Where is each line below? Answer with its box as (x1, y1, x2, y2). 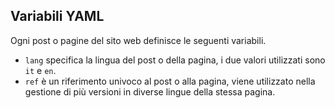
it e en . (24, 64, 57, 76)
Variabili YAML (10, 8, 105, 25)
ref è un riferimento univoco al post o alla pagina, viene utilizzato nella (24, 75, 316, 87)
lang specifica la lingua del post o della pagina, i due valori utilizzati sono (24, 54, 326, 66)
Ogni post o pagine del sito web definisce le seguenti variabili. (10, 34, 267, 46)
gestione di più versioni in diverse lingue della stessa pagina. (24, 85, 276, 98)
